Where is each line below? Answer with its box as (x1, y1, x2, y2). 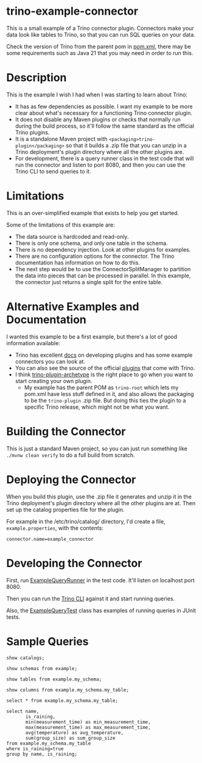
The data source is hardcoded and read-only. (15, 233, 129, 240)
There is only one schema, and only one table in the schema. (15, 239, 169, 247)
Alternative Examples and (6, 300, 139, 313)
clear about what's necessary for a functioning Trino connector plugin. (15, 109, 193, 117)
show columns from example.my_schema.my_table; (6, 687, 130, 693)
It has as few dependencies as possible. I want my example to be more (15, 103, 193, 110)
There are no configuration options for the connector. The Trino (15, 252, 175, 260)
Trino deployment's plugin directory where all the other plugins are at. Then (6, 499, 196, 506)
